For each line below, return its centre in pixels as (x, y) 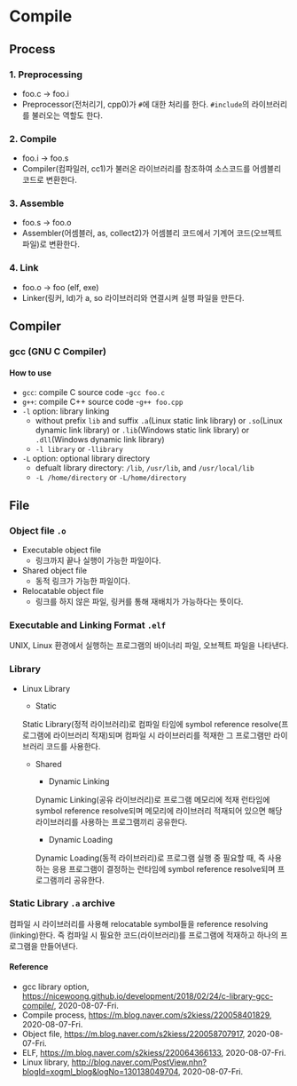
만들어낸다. (59, 946)
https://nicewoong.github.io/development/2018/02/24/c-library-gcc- (148, 996)
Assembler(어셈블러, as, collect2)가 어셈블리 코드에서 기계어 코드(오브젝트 (152, 234)
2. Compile (33, 139)
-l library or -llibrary (79, 449)
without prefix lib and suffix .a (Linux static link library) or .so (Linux (159, 421)
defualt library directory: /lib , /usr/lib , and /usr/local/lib (145, 468)
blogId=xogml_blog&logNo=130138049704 (100, 1072)
